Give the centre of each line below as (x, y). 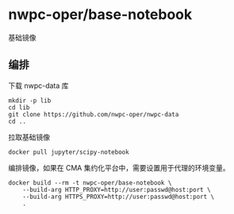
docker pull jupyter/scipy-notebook (69, 152)
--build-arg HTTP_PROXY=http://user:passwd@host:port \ (117, 189)
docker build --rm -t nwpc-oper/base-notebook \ (90, 183)
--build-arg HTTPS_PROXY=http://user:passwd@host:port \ (119, 197)
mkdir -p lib (30, 101)
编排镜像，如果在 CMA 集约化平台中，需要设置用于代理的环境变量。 (119, 167)
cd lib (19, 107)
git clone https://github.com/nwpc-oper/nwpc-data (94, 114)
